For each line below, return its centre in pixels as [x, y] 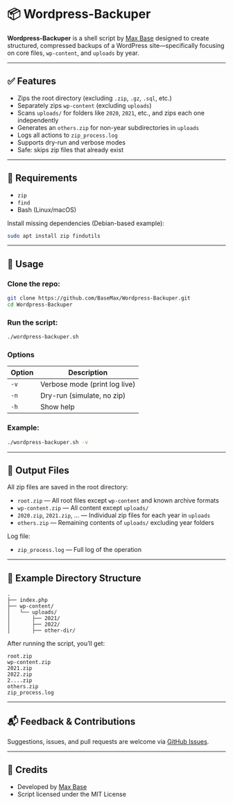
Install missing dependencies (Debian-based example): [86, 223]
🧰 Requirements [42, 178]
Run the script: [33, 323]
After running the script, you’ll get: [56, 644]
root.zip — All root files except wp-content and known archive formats [118, 501]
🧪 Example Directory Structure [74, 578]
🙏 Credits [28, 770]
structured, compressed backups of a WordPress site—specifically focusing [116, 45]
